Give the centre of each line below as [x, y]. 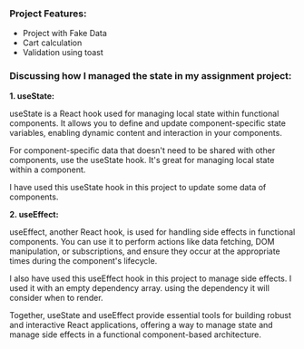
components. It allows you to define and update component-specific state [147, 123]
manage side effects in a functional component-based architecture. [135, 334]
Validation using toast [63, 53]
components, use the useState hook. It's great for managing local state [142, 160]
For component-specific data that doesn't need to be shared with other [142, 150]
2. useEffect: [34, 214]
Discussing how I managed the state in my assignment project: [151, 76]
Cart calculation [52, 43]
